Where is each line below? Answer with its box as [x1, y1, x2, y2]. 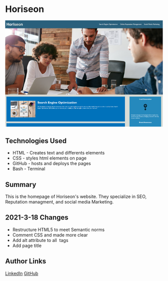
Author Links [5, 257, 46, 265]
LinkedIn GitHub [5, 270, 38, 276]
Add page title [12, 242, 41, 248]
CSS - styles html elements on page [12, 155, 86, 161]
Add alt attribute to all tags [12, 237, 68, 243]
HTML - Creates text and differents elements [12, 150, 105, 156]
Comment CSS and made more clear [12, 231, 88, 238]
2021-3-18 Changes [5, 213, 68, 222]
